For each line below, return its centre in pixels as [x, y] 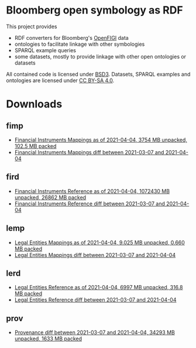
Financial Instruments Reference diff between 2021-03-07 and [90, 204]
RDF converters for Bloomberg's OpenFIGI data [71, 38]
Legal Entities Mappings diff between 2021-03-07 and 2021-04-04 [95, 255]
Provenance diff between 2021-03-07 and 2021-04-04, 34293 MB [95, 333]
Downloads [34, 104]
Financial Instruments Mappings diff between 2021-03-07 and [89, 152]
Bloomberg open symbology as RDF [94, 10]
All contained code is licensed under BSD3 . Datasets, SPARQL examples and [98, 74]
